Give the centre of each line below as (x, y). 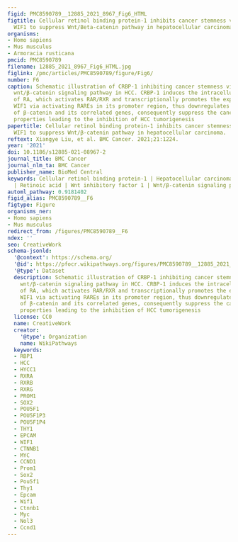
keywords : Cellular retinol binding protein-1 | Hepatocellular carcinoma (120, 179)
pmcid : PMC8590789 (34, 60)
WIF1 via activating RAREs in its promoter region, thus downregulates (122, 106)
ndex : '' (20, 238)
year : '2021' (27, 146)
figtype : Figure (31, 205)
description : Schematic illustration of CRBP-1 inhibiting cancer (114, 277)
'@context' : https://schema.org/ (63, 258)
